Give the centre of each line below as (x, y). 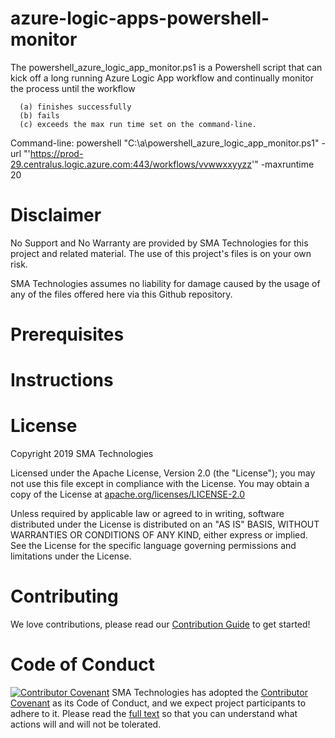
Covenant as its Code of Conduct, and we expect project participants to (158, 703)
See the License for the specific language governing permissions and (153, 546)
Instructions (62, 380)
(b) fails (39, 115)
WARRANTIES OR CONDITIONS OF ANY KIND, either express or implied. (159, 535)
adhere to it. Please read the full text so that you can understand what (154, 714)
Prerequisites (67, 334)
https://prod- (56, 153)
